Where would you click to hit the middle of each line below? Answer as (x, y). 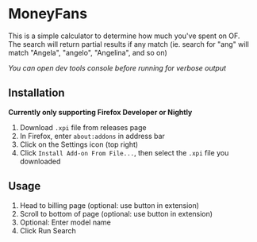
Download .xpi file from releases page (83, 127)
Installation (36, 93)
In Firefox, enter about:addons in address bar (92, 136)
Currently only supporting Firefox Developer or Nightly (100, 112)
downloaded (40, 161)
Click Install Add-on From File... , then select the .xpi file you (124, 152)
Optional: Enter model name (65, 222)
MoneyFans (48, 14)
